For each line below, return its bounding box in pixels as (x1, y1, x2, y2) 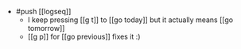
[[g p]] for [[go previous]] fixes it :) (27, 32, 141, 41)
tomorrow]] (27, 24, 65, 32)
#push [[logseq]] (15, 7, 72, 16)
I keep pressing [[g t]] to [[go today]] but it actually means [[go (27, 15, 233, 24)
